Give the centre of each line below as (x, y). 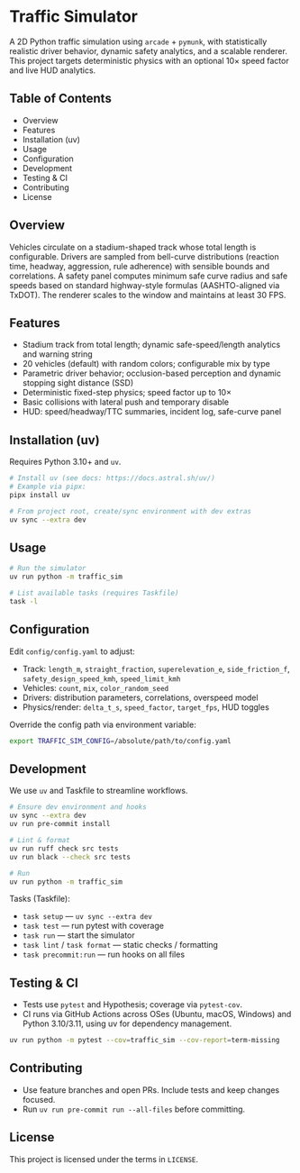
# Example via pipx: (48, 487)
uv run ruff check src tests (64, 849)
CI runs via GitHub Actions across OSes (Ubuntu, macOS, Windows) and (157, 1014)
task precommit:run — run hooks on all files (104, 955)
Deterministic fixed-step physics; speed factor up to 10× (127, 393)
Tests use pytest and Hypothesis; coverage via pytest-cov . (132, 1005)
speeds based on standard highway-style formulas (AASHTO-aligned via (145, 285)
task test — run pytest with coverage (93, 926)
